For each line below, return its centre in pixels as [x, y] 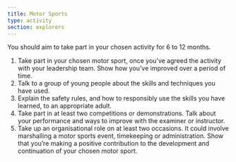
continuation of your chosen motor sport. [77, 151]
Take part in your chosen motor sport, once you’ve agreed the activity [119, 61]
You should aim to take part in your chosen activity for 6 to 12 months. [109, 47]
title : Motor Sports [38, 14]
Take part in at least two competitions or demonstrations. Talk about [117, 113]
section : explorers [36, 27]
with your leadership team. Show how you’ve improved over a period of [122, 69]
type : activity [30, 21]
